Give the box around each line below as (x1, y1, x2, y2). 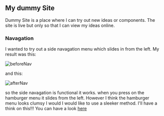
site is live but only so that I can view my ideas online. (5, 22, 115, 28)
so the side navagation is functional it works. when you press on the (5, 90, 145, 96)
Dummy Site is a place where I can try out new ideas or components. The (5, 17, 156, 23)
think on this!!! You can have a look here (5, 106, 87, 112)
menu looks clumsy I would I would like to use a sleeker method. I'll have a (5, 100, 158, 106)
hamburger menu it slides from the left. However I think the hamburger (5, 95, 150, 101)
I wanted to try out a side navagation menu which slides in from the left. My (5, 46, 160, 52)
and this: (5, 70, 23, 76)
